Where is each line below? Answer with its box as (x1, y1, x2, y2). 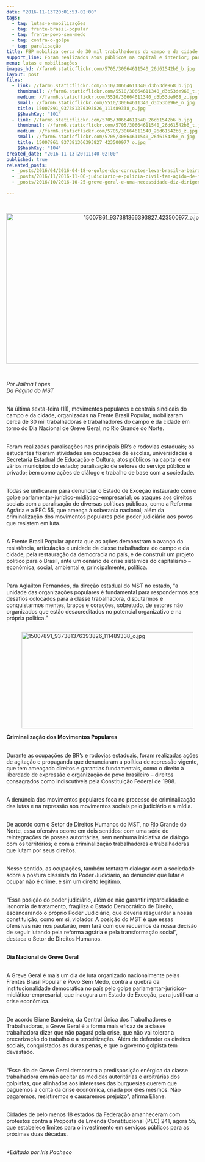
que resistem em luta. (6, 519, 61, 526)
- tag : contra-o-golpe (12, 37, 70, 43)
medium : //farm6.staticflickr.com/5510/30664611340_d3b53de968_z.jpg (17, 94, 198, 100)
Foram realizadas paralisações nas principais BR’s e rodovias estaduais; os (6, 443, 195, 450)
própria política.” (6, 614, 48, 622)
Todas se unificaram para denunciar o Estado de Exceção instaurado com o (6, 487, 197, 494)
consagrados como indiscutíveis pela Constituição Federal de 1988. (6, 777, 176, 784)
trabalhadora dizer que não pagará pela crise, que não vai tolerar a (6, 1028, 174, 1036)
